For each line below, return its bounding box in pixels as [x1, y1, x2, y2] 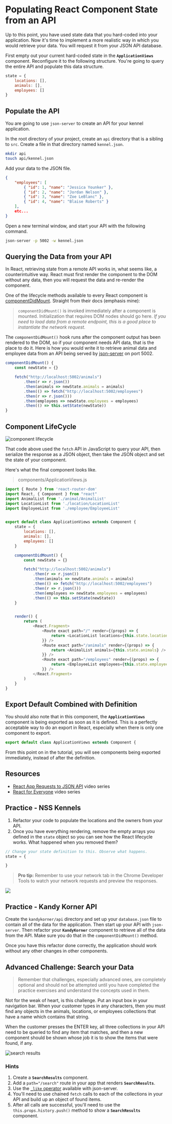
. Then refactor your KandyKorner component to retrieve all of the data [18, 927, 166, 933]
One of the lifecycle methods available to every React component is [5, 292, 148, 299]
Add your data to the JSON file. [5, 165, 72, 171]
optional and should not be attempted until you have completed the [17, 982, 160, 988]
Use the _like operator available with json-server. [12, 1085, 118, 1092]
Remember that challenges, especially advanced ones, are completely [17, 976, 166, 983]
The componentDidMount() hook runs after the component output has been [5, 334, 161, 340]
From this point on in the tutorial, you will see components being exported [5, 749, 161, 755]
